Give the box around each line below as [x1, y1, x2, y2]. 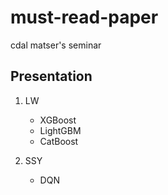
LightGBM [39, 124, 82, 136]
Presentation [10, 68, 93, 85]
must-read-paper [10, 6, 159, 29]
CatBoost [39, 135, 79, 147]
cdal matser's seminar [10, 39, 102, 51]
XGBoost [39, 114, 77, 126]
